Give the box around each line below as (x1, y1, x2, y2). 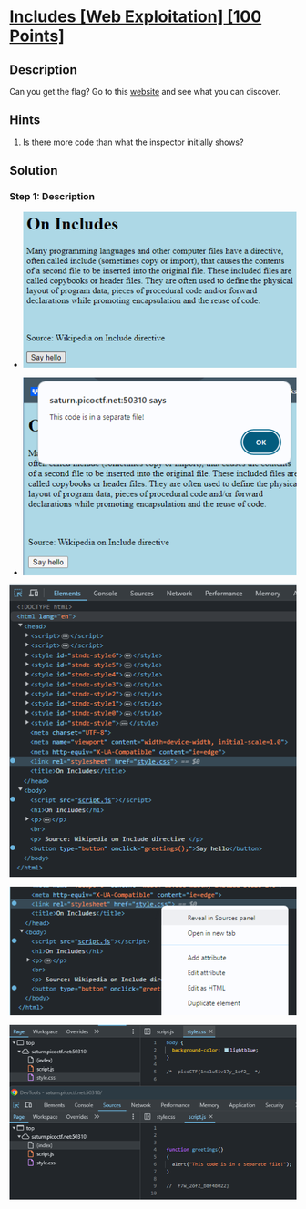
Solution (9, 163, 58, 178)
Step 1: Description (9, 190, 96, 203)
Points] (9, 25, 66, 46)
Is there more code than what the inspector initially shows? (22, 137, 244, 147)
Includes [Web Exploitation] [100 (9, 6, 262, 27)
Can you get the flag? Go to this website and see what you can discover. (9, 86, 280, 97)
